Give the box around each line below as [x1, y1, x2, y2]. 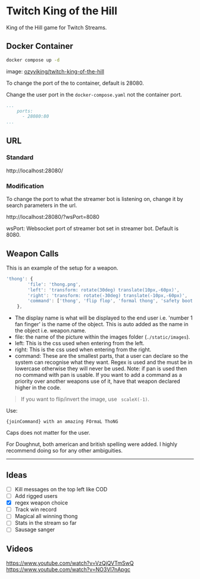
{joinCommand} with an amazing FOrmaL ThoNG [6, 419, 118, 425]
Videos [6, 544, 33, 554]
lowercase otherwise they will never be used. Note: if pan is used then [14, 365, 187, 372]
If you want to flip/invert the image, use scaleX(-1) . [20, 395, 150, 403]
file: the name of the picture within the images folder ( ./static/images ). [14, 333, 190, 340]
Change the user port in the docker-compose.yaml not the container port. [6, 91, 183, 98]
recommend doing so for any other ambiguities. [6, 447, 123, 454]
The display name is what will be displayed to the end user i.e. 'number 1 [14, 314, 193, 321]
